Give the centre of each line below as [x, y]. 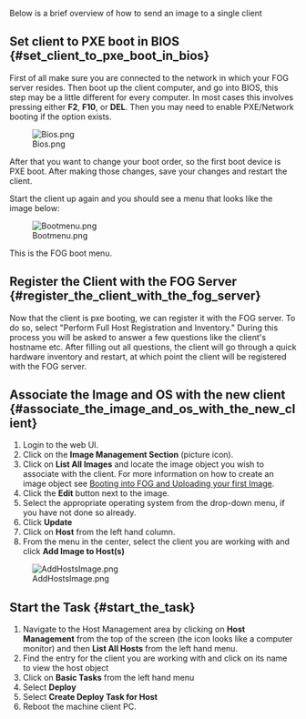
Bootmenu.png [60, 235]
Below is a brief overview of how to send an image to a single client [136, 13]
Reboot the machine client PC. [79, 707]
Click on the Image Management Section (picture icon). [128, 455]
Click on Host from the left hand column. [99, 532]
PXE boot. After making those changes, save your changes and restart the [148, 171]
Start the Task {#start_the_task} [102, 608]
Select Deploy [49, 687]
